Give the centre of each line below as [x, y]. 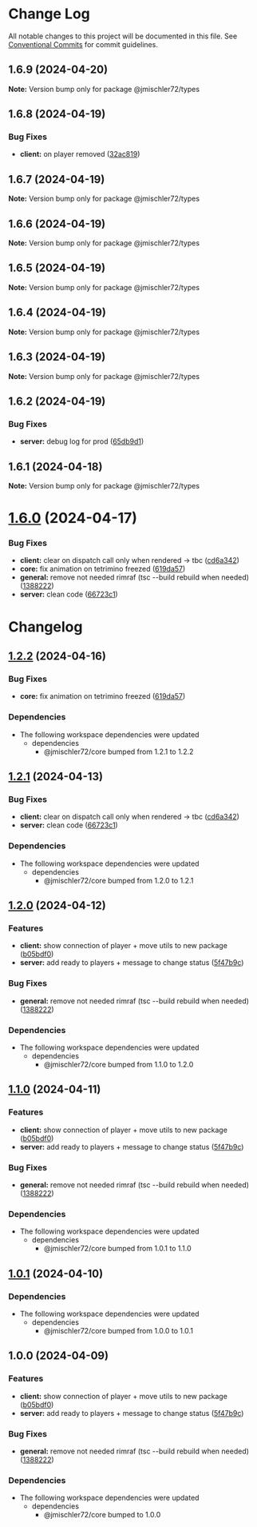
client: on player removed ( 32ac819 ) [80, 154]
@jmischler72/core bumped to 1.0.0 [102, 1515]
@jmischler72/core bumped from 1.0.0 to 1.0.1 [119, 1330]
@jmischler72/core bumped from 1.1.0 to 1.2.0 [119, 1064]
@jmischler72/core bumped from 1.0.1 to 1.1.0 [117, 1249]
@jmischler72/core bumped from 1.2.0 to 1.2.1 [119, 880]
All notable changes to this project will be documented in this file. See [123, 36]
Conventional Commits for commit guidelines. [83, 44]
